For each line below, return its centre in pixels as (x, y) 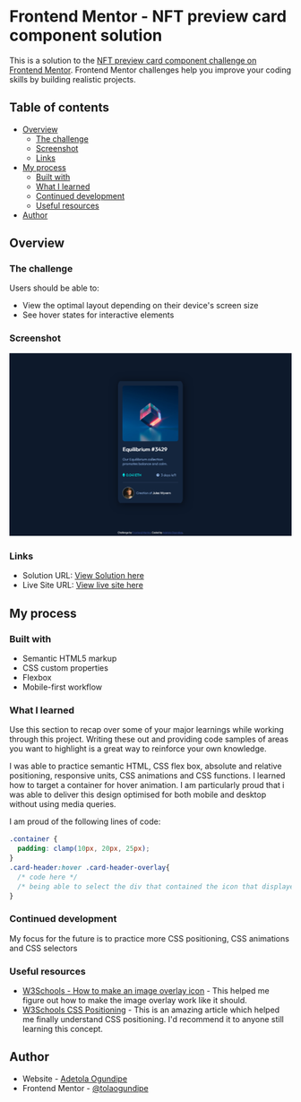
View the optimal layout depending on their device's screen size (140, 306)
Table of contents (59, 108)
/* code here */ (47, 877)
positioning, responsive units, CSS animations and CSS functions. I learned (147, 776)
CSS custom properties (65, 668)
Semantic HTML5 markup (69, 659)
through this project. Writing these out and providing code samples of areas (149, 739)
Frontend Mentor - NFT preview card (148, 17)
